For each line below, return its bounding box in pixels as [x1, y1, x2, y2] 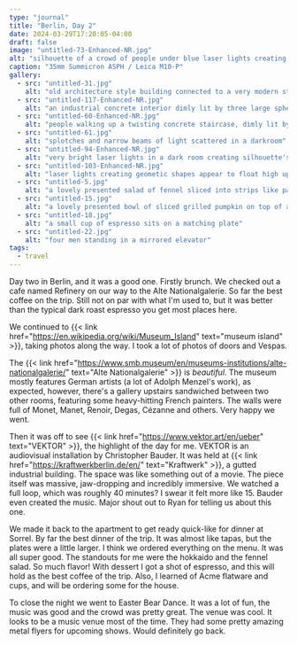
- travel [17, 252, 49, 261]
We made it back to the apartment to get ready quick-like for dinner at [9, 524, 263, 534]
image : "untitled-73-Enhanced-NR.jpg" [9, 46, 152, 55]
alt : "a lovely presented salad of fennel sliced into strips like [25, 186, 278, 195]
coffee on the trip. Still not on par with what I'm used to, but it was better [9, 295, 273, 306]
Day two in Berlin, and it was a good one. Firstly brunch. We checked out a [9, 276, 281, 286]
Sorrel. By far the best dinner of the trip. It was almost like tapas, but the [9, 533, 272, 543]
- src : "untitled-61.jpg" [17, 128, 113, 137]
